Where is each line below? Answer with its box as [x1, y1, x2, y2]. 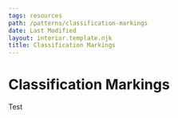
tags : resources [8, 11, 62, 20]
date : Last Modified [8, 26, 77, 34]
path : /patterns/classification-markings [8, 19, 148, 27]
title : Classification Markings [8, 41, 116, 49]
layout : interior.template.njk [8, 33, 113, 42]
